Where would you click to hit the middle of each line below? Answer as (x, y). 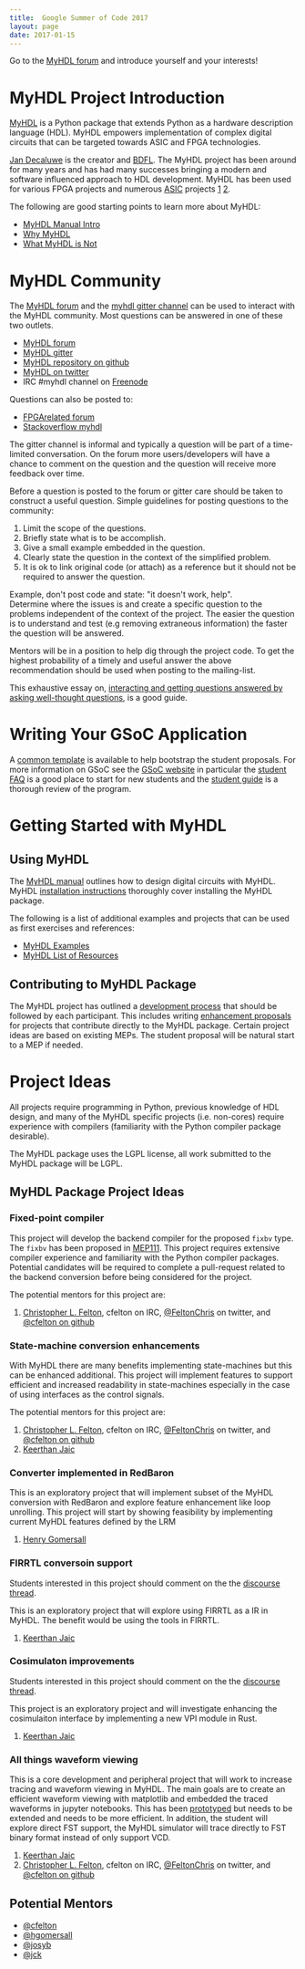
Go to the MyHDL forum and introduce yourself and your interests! (134, 61)
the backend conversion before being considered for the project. (131, 1276)
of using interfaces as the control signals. (87, 1394)
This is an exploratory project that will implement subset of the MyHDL (142, 1493)
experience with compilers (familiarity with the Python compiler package (145, 1126)
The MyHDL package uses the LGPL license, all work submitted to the (140, 1153)
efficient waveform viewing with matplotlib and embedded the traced (139, 1799)
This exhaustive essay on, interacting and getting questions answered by (147, 688)
